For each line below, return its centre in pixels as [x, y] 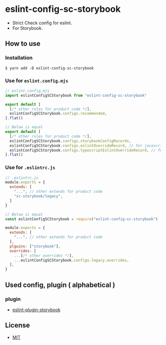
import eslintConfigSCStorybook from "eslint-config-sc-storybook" [76, 95]
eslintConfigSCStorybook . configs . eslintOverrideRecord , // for [76, 145]
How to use [23, 44]
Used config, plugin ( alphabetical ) [60, 285]
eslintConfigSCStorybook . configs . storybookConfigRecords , [71, 141]
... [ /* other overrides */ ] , [44, 256]
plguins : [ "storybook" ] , [35, 246]
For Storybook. [27, 28]
